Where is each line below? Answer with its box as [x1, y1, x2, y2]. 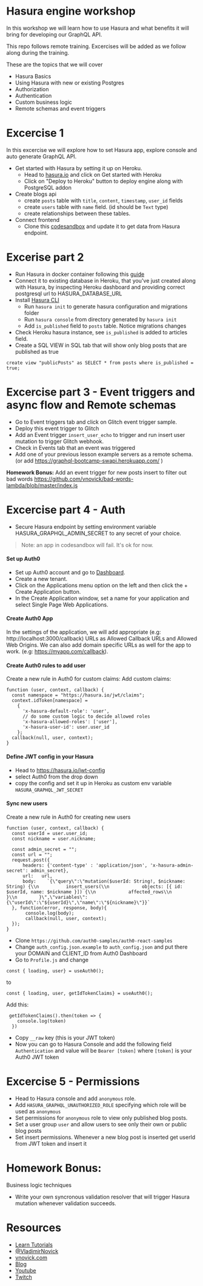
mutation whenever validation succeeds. [15, 1199, 116, 1207]
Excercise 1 [6, 126, 64, 140]
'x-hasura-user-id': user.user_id [22, 724, 110, 731]
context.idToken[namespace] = [12, 698, 88, 704]
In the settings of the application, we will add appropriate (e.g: [6, 628, 161, 636]
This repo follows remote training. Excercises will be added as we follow [6, 43, 187, 50]
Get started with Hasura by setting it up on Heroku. [15, 164, 142, 171]
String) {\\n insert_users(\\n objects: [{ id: [6, 883, 183, 890]
